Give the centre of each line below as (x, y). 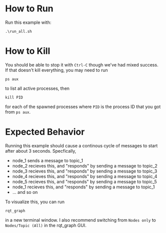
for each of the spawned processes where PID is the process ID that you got (83, 107)
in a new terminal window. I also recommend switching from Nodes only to (81, 220)
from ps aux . (18, 112)
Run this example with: (28, 22)
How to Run (29, 9)
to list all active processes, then (37, 88)
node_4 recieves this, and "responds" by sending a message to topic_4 (85, 176)
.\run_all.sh (19, 31)
